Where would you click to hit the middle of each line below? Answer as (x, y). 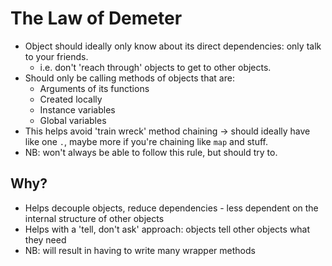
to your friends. (56, 56)
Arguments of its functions (94, 88)
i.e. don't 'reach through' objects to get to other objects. (155, 67)
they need (45, 239)
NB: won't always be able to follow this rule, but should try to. (151, 152)
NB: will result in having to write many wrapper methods (140, 250)
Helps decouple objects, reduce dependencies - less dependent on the (171, 208)
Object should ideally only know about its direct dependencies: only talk (173, 46)
